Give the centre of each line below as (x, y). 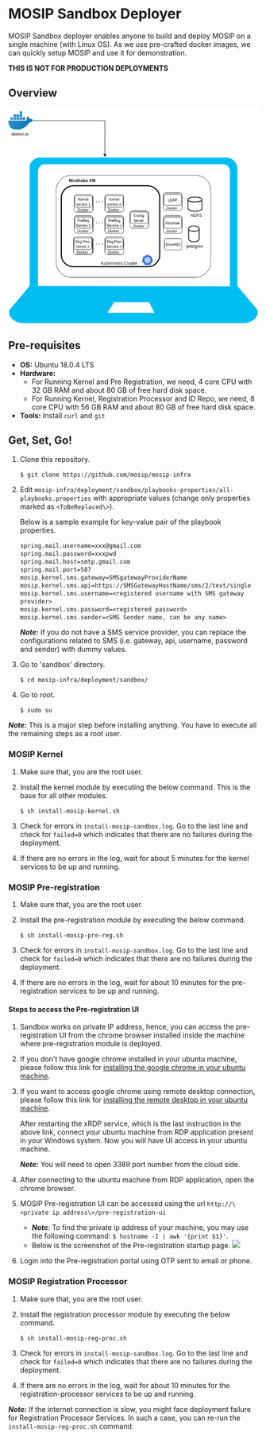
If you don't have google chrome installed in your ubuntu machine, (128, 1059)
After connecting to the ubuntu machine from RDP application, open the (137, 1180)
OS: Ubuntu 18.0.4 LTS (57, 365)
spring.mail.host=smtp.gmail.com (75, 562)
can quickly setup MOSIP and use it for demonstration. (98, 52)
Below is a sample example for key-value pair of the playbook (120, 522)
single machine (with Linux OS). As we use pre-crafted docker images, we (130, 44)
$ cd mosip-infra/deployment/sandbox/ (84, 681)
